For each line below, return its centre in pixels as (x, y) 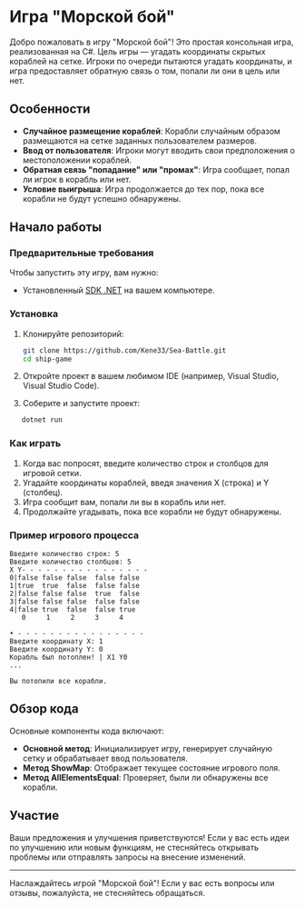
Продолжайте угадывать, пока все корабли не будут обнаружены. (152, 512)
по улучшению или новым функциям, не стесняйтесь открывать (134, 847)
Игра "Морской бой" (92, 17)
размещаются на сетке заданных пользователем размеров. (139, 140)
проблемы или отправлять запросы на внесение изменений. (128, 857)
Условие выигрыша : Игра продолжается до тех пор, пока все (143, 189)
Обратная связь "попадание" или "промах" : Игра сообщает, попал (156, 169)
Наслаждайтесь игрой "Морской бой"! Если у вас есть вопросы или (142, 882)
